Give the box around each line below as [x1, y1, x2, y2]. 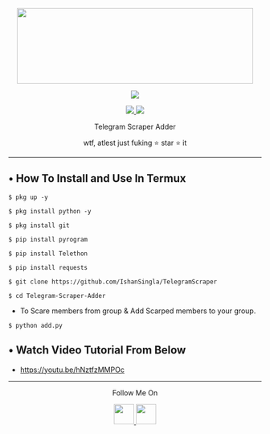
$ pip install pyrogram [8, 235, 88, 243]
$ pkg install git [8, 221, 70, 229]
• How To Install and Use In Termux [8, 172, 186, 185]
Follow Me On [112, 387, 158, 398]
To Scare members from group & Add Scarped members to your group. [19, 306, 256, 316]
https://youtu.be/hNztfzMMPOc [19, 365, 125, 374]
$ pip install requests [8, 263, 88, 271]
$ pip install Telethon [8, 250, 88, 258]
